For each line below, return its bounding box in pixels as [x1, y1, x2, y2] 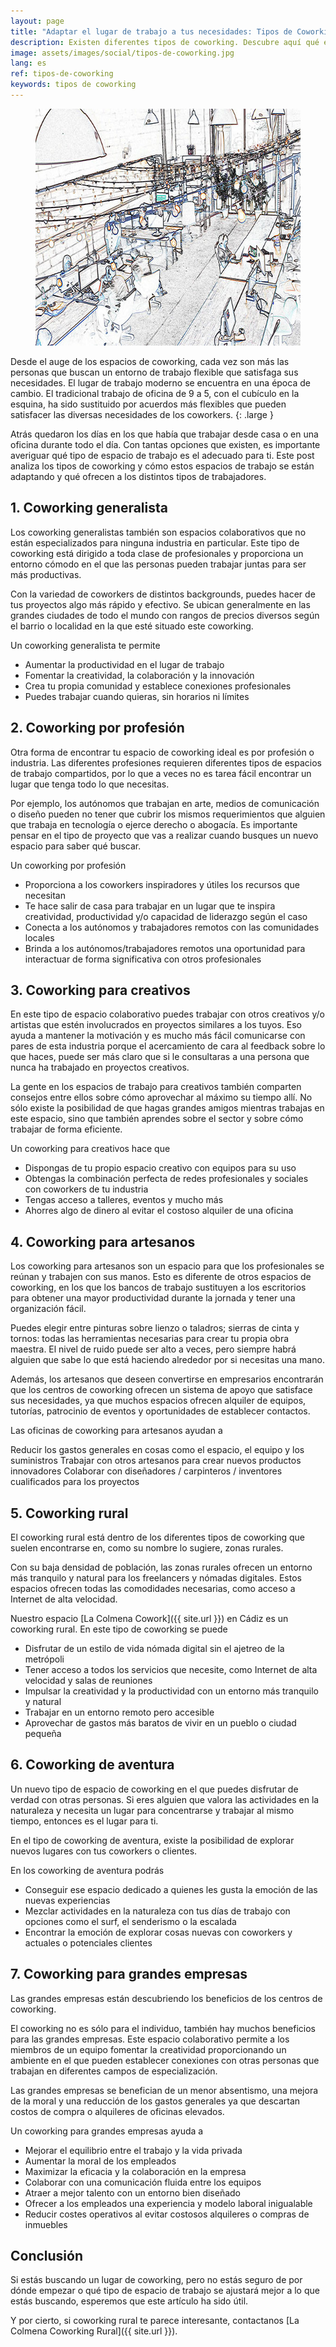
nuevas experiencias [24, 1894, 111, 1906]
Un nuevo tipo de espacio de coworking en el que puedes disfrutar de [10, 1783, 299, 1795]
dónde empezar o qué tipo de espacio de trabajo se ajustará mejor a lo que [10, 2285, 320, 2297]
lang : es [10, 58, 47, 69]
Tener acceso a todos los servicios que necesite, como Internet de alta [24, 1663, 318, 1675]
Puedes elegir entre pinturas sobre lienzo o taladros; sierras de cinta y [10, 1322, 300, 1334]
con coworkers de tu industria [24, 1183, 149, 1195]
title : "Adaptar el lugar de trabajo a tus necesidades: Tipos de [10, 26, 293, 37]
